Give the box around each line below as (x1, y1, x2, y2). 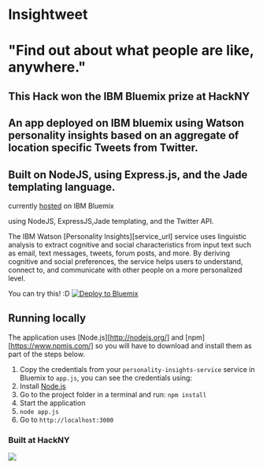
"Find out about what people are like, (8, 42, 254, 60)
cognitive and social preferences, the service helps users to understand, (8, 256, 243, 266)
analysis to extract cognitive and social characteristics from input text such (8, 240, 252, 249)
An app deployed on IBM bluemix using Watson (8, 117, 245, 130)
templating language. (8, 180, 116, 194)
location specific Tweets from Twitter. (8, 141, 198, 154)
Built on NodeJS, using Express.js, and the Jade (8, 168, 248, 181)
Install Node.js (19, 381, 66, 391)
